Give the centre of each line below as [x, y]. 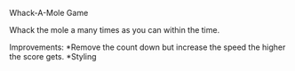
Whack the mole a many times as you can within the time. [115, 30]
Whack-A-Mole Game [49, 13]
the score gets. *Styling [53, 56]
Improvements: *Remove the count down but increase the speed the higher [147, 47]
